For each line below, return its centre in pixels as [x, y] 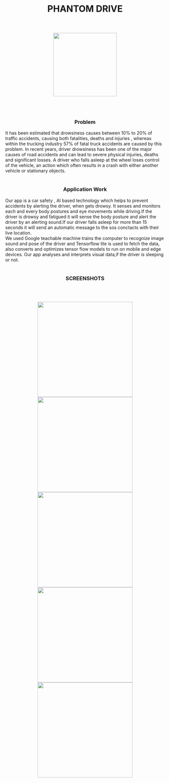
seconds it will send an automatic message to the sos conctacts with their [82, 227]
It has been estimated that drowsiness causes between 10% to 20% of [79, 133]
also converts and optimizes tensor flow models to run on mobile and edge [83, 249]
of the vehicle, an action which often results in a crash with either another [82, 165]
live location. [18, 233]
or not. [12, 260]
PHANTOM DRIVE [85, 9]
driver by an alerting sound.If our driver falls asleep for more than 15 [76, 222]
